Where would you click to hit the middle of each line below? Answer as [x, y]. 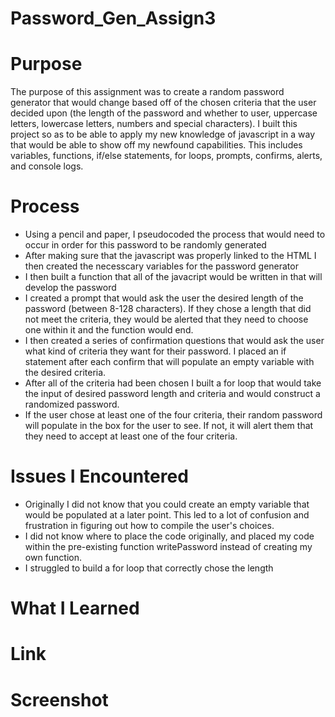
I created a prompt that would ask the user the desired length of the [164, 298]
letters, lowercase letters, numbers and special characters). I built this [154, 124]
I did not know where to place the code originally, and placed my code [169, 536]
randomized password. [72, 404]
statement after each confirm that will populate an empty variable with [169, 362]
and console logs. [47, 166]
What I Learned [75, 608]
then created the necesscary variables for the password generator [161, 266]
